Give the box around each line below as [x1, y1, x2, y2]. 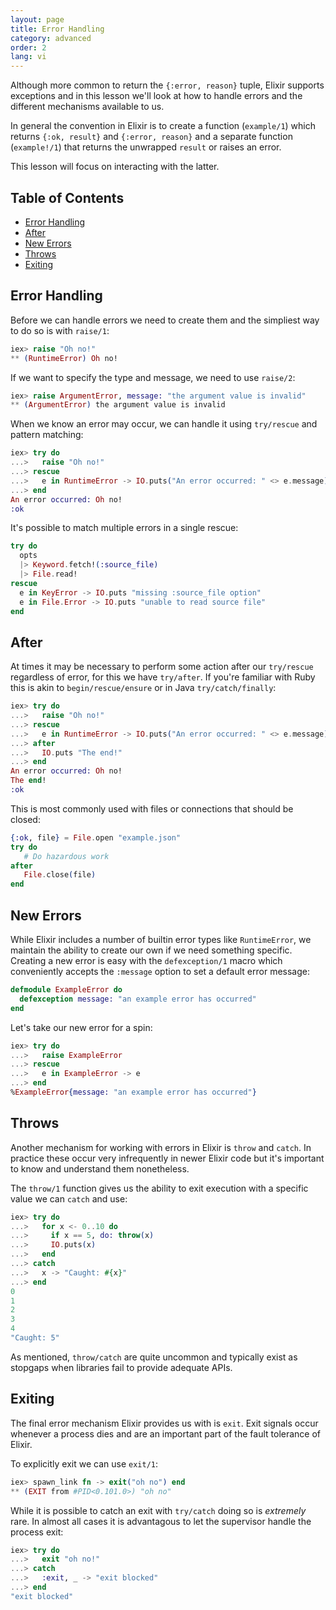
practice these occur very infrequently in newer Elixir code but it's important [10, 1152, 325, 1164]
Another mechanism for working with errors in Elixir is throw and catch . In [10, 1141, 312, 1153]
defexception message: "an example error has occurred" [19, 994, 257, 1004]
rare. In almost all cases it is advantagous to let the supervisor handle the [10, 1515, 312, 1527]
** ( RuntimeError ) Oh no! [10, 353, 118, 363]
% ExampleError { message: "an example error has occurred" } [10, 1087, 257, 1097]
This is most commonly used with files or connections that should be [10, 802, 294, 815]
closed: [10, 813, 41, 825]
